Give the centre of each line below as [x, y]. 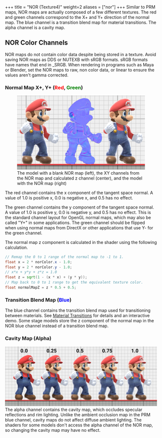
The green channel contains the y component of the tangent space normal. [80, 207]
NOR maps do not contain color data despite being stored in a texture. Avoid [81, 54]
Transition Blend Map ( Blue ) [38, 300]
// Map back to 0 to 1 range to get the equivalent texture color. [74, 283]
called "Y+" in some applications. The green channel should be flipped [75, 223]
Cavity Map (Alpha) [28, 338]
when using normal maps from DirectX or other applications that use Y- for [79, 227]
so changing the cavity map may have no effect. [53, 430]
